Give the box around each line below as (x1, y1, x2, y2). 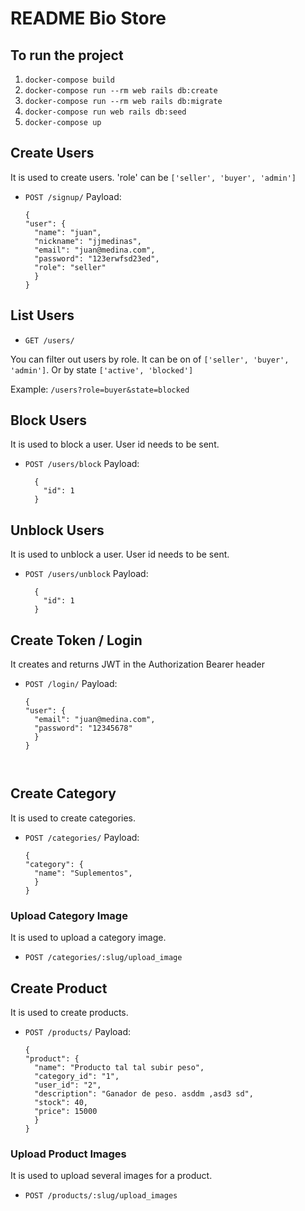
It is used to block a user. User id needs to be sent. (10, 438, 220, 451)
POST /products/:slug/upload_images (24, 1191, 178, 1201)
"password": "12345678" (34, 723, 133, 734)
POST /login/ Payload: (24, 678, 118, 690)
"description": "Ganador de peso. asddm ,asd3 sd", (34, 1088, 254, 1099)
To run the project (10, 47, 124, 64)
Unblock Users (10, 522, 105, 539)
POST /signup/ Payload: (24, 190, 122, 202)
